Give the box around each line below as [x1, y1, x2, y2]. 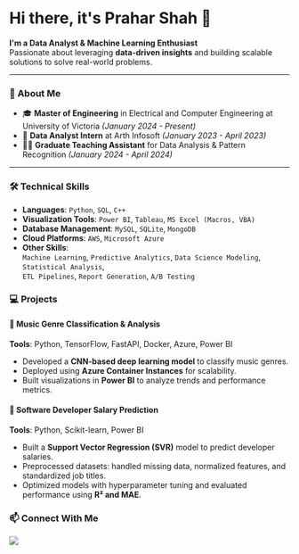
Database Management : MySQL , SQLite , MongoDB [21, 223, 196, 234]
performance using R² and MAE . [21, 489, 142, 500]
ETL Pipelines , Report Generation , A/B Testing [21, 270, 196, 281]
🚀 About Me [9, 87, 61, 99]
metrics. [21, 384, 53, 395]
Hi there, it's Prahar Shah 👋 [9, 8, 212, 29]
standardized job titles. [21, 470, 107, 481]
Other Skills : [21, 242, 69, 252]
